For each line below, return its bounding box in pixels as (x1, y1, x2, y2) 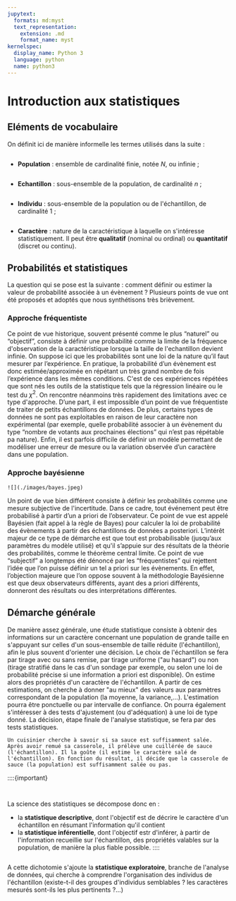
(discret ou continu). (17, 241, 77, 250)
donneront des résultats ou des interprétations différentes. (7, 586, 178, 594)
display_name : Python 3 (13, 50, 83, 57)
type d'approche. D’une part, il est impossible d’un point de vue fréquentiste (7, 398, 228, 406)
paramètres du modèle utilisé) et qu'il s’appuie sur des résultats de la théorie (7, 541, 230, 550)
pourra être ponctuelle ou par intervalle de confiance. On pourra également (7, 700, 226, 709)
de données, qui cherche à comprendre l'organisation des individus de (7, 870, 213, 878)
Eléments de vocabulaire (7, 121, 118, 133)
